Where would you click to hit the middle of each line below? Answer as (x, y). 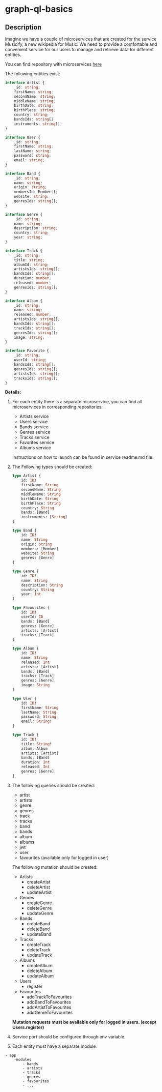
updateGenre (40, 913)
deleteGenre (39, 908)
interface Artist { (25, 83)
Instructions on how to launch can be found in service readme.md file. (83, 457)
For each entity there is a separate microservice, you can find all (77, 402)
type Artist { (26, 476)
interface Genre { (24, 214)
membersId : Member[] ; (36, 192)
